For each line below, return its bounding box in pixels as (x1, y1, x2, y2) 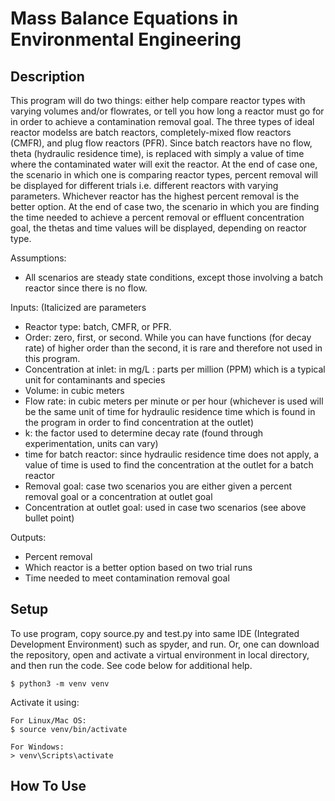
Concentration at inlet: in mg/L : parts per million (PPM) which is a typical (24, 363, 326, 375)
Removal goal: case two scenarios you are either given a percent (24, 480, 292, 492)
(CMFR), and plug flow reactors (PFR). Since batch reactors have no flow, (10, 137, 313, 149)
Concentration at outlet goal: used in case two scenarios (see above (24, 502, 307, 513)
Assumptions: (10, 252, 67, 264)
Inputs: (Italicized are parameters (10, 302, 147, 313)
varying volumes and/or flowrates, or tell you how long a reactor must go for (10, 105, 325, 117)
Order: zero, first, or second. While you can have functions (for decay (24, 332, 312, 343)
